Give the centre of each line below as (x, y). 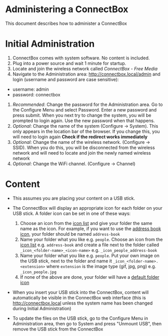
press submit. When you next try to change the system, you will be (82, 115)
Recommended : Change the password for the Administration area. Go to (88, 104)
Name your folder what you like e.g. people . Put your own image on (90, 255)
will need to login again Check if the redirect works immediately (80, 137)
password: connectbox (36, 94)
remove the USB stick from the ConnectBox (58, 329)
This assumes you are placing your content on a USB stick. (74, 198)
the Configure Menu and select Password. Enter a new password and (85, 109)
